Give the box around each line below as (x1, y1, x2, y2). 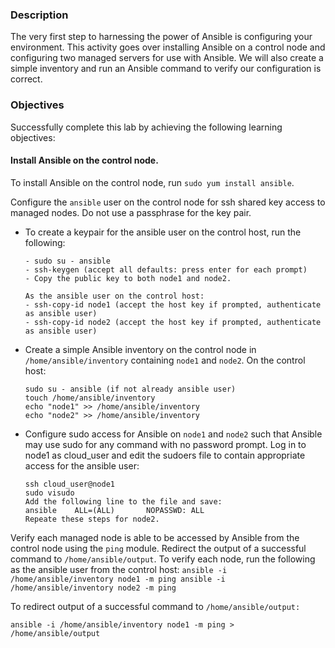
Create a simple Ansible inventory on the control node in (24, 343, 257, 355)
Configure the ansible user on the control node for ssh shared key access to (10, 196, 326, 208)
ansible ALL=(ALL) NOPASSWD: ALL (24, 505, 205, 515)
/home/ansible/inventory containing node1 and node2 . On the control (24, 354, 306, 366)
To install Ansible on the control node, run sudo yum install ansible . (10, 176, 295, 188)
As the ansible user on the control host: (24, 291, 205, 301)
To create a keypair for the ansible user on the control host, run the (24, 226, 302, 238)
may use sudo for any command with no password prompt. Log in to (24, 438, 307, 450)
